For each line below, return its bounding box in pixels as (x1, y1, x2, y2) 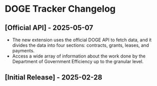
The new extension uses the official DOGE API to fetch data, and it (12, 37, 152, 43)
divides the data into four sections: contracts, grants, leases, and (12, 42, 149, 48)
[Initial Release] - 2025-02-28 (5, 73, 103, 82)
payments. (12, 48, 35, 53)
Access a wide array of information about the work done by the (12, 53, 146, 59)
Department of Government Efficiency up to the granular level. (12, 59, 144, 64)
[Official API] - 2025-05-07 (5, 23, 94, 32)
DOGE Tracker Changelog (5, 3, 116, 15)
